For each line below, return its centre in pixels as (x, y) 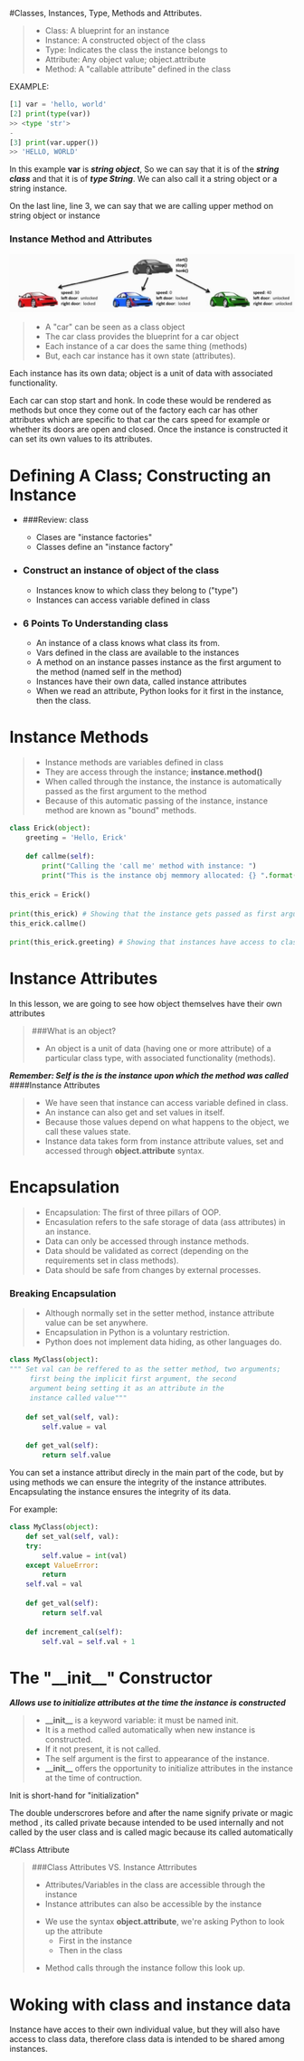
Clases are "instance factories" (94, 537)
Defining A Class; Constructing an (140, 475)
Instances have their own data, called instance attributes (141, 681)
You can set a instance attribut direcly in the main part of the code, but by (147, 1473)
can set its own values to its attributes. (81, 439)
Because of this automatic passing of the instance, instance (157, 801)
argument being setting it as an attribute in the (127, 1389)
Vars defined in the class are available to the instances (138, 652)
